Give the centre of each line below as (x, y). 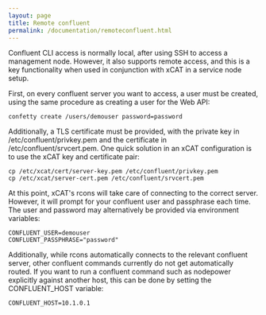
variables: (24, 219)
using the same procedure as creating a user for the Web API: (109, 102)
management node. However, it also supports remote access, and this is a (129, 61)
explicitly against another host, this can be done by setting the (110, 280)
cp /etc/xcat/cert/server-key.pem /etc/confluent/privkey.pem (113, 172)
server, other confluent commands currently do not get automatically (121, 263)
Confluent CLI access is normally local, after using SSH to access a (118, 53)
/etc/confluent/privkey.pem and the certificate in (88, 140)
